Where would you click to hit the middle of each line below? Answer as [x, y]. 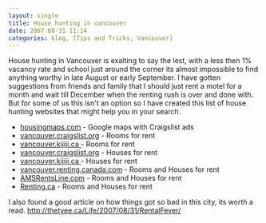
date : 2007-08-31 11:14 [48, 30]
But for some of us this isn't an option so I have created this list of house [127, 103]
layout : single [34, 16]
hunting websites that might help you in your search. [95, 112]
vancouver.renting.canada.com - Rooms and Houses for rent [119, 169]
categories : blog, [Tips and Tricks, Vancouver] [91, 38]
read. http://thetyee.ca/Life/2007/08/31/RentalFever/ [95, 211]
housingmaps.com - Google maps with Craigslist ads [107, 127]
